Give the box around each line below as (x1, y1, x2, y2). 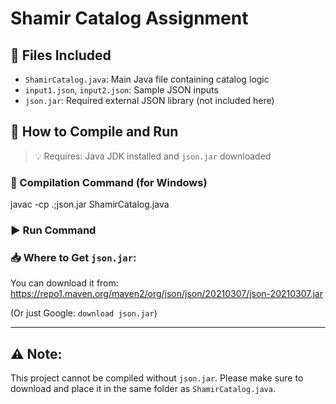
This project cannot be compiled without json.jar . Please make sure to (10, 372, 304, 384)
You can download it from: (10, 277, 119, 289)
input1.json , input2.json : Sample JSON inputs (24, 84, 219, 96)
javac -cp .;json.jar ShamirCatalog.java (10, 198, 170, 211)
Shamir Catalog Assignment (10, 7, 249, 30)
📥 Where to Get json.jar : (10, 250, 137, 264)
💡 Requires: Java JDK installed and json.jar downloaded (34, 150, 272, 162)
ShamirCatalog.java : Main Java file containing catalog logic (24, 73, 270, 85)
